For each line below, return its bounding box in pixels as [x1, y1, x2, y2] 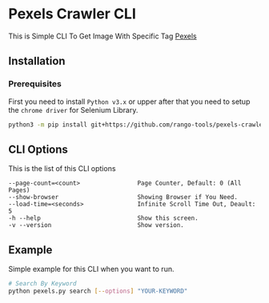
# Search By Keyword [8, 280, 78, 288]
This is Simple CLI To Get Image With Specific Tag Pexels [8, 31, 198, 41]
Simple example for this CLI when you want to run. [8, 265, 175, 274]
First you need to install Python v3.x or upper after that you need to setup [8, 97, 251, 106]
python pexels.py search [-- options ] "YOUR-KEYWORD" [8, 287, 188, 295]
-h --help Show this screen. [8, 214, 199, 222]
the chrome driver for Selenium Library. [8, 105, 139, 114]
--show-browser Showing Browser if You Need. [8, 193, 239, 201]
